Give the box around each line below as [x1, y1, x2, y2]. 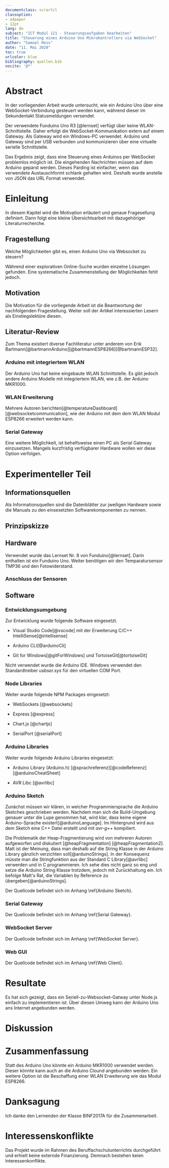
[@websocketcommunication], [5, 411, 69, 417]
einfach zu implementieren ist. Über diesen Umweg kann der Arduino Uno [5, 999, 159, 1006]
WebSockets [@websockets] [12, 701, 73, 707]
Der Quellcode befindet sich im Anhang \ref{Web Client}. [5, 960, 124, 966]
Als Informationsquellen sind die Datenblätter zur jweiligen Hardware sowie [5, 502, 161, 508]
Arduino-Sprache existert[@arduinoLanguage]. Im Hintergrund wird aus [5, 820, 154, 826]
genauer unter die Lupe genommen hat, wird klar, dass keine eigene [5, 814, 147, 820]
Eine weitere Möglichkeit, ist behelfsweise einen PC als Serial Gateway [5, 440, 152, 446]
